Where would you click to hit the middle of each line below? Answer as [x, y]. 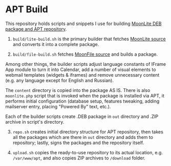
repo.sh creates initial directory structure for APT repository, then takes [88, 132]
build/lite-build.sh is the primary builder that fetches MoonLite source [89, 39]
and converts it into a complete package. [56, 44]
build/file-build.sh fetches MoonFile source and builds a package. [85, 54]
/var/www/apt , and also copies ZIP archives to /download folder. [79, 158]
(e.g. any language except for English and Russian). [60, 80]
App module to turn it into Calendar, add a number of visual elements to [81, 69]
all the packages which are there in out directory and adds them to [83, 137]
